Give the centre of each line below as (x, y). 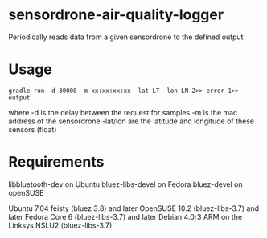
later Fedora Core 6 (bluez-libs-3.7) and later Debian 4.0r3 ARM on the (125, 216)
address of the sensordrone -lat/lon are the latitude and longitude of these (131, 121)
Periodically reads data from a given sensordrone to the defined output (126, 37)
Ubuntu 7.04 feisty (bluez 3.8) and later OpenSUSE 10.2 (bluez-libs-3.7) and (134, 208)
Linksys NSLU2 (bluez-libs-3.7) (60, 225)
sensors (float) (33, 129)
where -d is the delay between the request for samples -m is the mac (123, 112)
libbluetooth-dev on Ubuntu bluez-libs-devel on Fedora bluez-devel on (125, 184)
